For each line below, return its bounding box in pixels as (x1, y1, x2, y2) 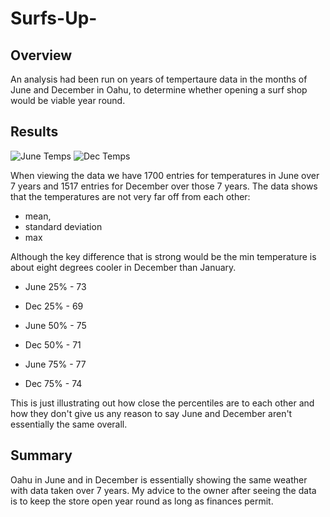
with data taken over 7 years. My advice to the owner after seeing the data (10, 484, 317, 496)
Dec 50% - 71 (24, 338, 82, 351)
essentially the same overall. (10, 418, 128, 430)
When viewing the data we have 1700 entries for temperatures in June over (10, 169, 320, 181)
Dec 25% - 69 (24, 300, 84, 312)
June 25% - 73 (24, 280, 87, 292)
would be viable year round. (10, 95, 126, 106)
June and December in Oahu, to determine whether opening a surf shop (10, 84, 308, 96)
